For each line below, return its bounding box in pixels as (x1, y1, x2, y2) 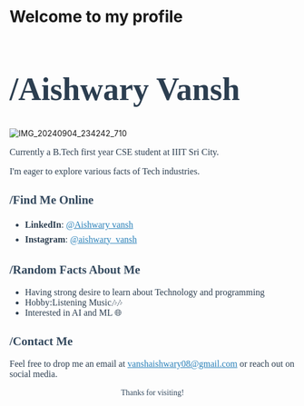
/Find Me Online (9, 193, 94, 208)
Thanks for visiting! (121, 388, 184, 397)
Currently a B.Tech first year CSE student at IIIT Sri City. (9, 147, 220, 158)
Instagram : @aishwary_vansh (25, 233, 138, 244)
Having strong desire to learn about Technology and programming (25, 286, 265, 297)
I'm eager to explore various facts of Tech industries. (9, 166, 201, 177)
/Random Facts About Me (9, 262, 141, 278)
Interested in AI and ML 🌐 (25, 307, 123, 318)
